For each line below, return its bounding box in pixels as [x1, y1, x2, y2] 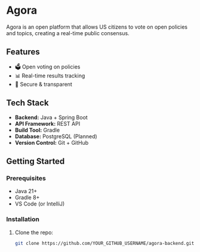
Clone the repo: [14, 229, 54, 236]
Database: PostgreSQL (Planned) [14, 132, 97, 140]
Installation [6, 215, 40, 223]
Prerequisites [6, 174, 46, 182]
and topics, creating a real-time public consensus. [6, 29, 130, 36]
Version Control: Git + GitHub [14, 139, 89, 146]
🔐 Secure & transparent [14, 80, 73, 88]
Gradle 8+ [14, 194, 40, 201]
